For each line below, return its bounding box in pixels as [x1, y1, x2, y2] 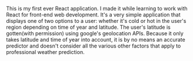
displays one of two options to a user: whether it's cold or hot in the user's [6, 18, 187, 24]
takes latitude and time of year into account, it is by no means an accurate [6, 36, 185, 43]
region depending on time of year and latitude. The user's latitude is [6, 23, 171, 30]
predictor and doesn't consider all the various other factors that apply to [6, 42, 181, 49]
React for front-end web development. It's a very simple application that [6, 11, 181, 18]
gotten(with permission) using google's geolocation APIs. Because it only [6, 30, 184, 37]
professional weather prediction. [6, 49, 85, 55]
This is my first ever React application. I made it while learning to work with [6, 5, 188, 12]
